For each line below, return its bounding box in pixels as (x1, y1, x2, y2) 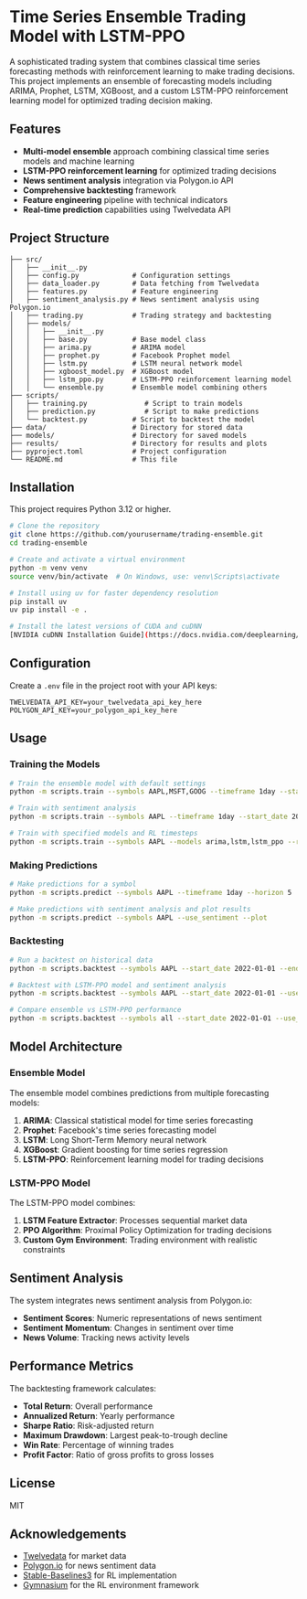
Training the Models (9, 758, 101, 771)
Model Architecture (9, 1039, 123, 1055)
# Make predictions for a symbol (9, 879, 137, 889)
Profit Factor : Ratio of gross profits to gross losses (22, 1449, 215, 1460)
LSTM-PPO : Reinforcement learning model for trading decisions (22, 1154, 264, 1165)
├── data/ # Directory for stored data (9, 422, 244, 432)
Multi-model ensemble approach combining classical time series (22, 145, 270, 156)
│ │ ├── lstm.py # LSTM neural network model (9, 358, 244, 368)
